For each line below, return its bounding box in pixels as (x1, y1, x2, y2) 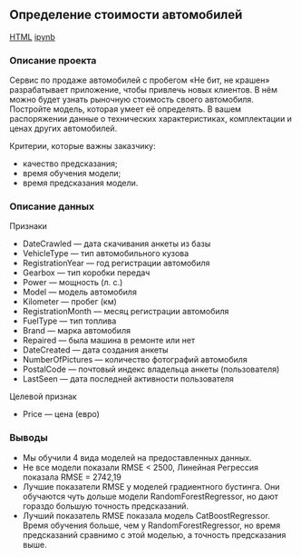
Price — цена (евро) (22, 409, 100, 420)
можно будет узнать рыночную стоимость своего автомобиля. (9, 94, 254, 105)
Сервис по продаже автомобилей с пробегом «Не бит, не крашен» (9, 75, 270, 85)
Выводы (9, 432, 48, 444)
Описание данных (9, 200, 95, 213)
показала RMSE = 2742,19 (22, 472, 122, 482)
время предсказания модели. (22, 177, 139, 189)
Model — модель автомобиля (22, 286, 138, 298)
